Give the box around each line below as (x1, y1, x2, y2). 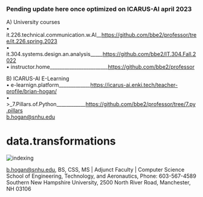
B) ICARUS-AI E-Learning (6, 75, 69, 83)
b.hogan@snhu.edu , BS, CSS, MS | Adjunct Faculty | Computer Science (6, 166, 185, 174)
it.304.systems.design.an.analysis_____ (6, 51, 103, 58)
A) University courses (6, 19, 60, 26)
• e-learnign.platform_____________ (6, 81, 91, 89)
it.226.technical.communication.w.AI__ (6, 31, 101, 39)
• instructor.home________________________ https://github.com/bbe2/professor (6, 63, 195, 70)
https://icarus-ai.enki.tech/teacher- (90, 81, 178, 89)
